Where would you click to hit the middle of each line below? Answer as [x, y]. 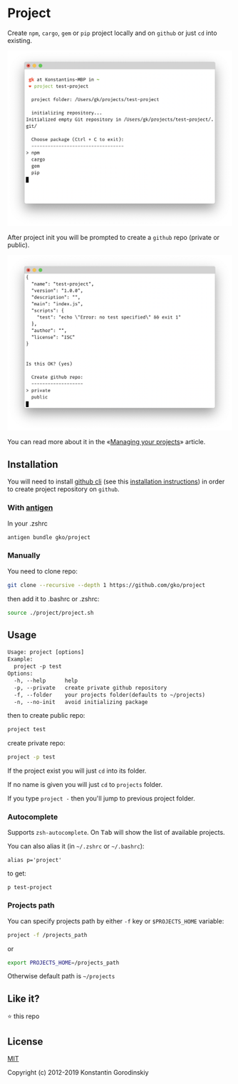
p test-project [30, 888]
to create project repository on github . [63, 489]
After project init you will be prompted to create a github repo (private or [113, 238]
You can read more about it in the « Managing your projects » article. [107, 442]
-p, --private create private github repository [90, 688]
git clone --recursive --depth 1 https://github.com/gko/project [106, 585]
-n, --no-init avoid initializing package [81, 702]
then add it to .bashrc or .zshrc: [53, 598]
